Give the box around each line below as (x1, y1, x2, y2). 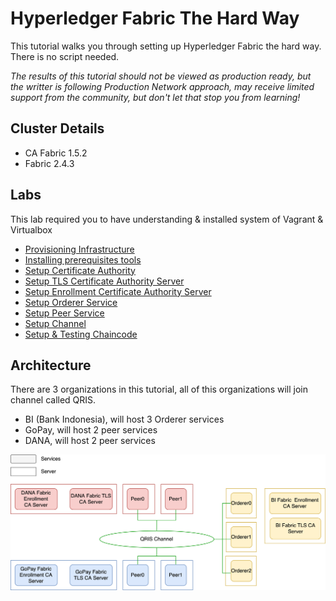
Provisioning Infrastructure (24, 243, 135, 255)
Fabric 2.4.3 (24, 157, 75, 169)
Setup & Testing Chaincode (24, 328, 138, 340)
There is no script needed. (10, 50, 120, 62)
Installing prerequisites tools (24, 253, 142, 266)
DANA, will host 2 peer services (24, 435, 156, 447)
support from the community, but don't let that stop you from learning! (10, 91, 301, 103)
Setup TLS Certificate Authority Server (24, 275, 185, 287)
